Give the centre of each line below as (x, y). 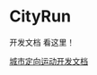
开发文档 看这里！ (42, 42)
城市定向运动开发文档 (48, 61)
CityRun (40, 17)
